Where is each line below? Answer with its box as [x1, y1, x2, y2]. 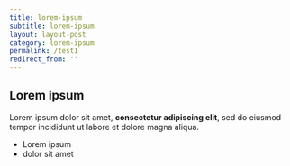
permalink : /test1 [9, 47, 78, 56]
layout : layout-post [9, 30, 87, 39]
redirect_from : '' [9, 55, 78, 64]
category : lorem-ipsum [9, 38, 95, 48]
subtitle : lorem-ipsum [9, 22, 95, 31]
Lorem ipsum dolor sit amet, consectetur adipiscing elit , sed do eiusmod [9, 111, 282, 122]
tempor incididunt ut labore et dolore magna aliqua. [9, 121, 200, 132]
